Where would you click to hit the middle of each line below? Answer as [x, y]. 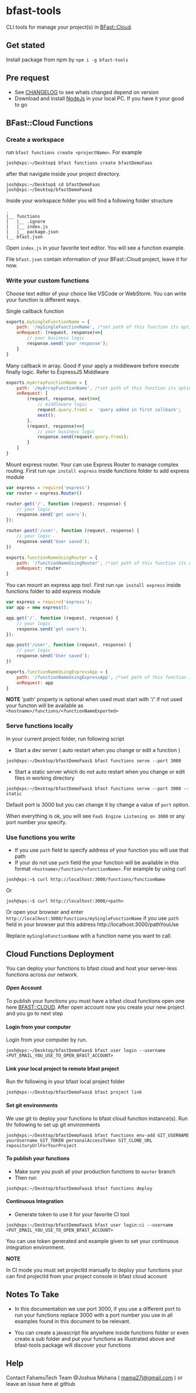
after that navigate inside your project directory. [63, 174]
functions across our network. [42, 974]
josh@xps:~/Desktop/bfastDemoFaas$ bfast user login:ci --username [90, 1225]
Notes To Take [33, 1295]
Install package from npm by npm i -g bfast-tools [67, 59]
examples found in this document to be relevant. [73, 1321]
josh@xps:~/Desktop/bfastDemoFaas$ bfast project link [74, 1092]
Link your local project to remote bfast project [63, 1068]
